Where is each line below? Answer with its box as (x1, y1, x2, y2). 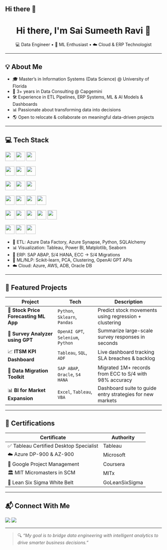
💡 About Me (5, 63, 43, 71)
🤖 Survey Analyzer (7, 330, 53, 337)
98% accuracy (97, 376, 133, 383)
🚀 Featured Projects (5, 284, 68, 292)
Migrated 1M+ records (97, 364, 151, 371)
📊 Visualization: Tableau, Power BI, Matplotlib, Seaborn (12, 244, 127, 250)
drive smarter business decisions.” (17, 540, 88, 546)
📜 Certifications (5, 419, 55, 428)
